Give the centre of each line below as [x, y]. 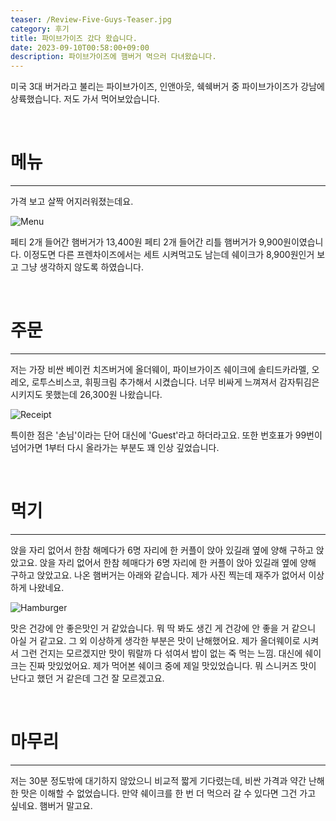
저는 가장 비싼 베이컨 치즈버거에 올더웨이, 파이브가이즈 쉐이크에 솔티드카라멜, [160, 369]
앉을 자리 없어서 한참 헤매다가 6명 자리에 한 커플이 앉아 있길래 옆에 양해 [178, 562]
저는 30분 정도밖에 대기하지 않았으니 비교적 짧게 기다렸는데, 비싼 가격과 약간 [158, 780]
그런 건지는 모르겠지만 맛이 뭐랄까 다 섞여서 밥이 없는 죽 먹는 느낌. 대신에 [161, 653]
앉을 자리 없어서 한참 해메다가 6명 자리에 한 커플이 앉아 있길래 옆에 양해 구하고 [162, 550]
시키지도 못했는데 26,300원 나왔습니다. [86, 394]
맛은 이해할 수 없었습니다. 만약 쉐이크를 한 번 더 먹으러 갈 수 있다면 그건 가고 [168, 793]
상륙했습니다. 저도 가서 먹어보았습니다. [85, 99]
